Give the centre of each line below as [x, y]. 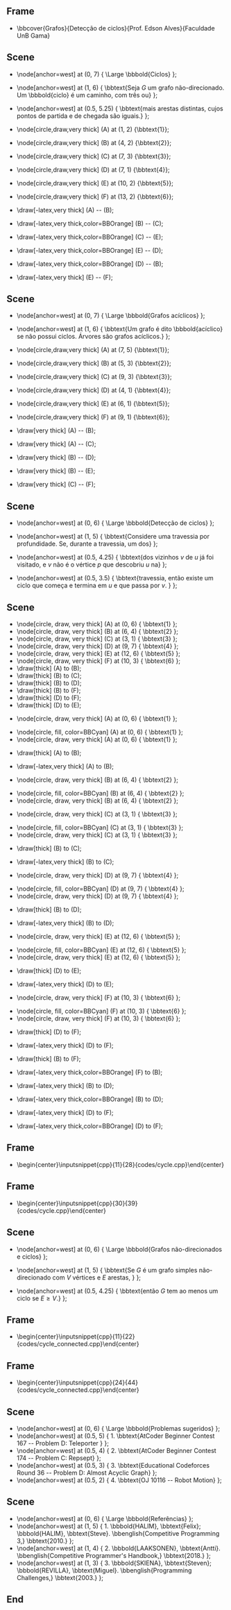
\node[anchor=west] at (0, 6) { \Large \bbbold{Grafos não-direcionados [119, 1249]
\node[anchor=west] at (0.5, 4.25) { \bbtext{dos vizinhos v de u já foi [115, 557]
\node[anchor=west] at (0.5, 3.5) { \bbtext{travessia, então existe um [115, 578]
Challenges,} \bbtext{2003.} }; [60, 1577]
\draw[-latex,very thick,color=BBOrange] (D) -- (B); [90, 264]
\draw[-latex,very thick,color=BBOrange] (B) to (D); [90, 1099]
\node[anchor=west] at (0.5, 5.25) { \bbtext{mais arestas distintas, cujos [120, 108]
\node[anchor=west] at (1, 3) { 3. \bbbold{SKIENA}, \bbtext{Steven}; [114, 1563]
